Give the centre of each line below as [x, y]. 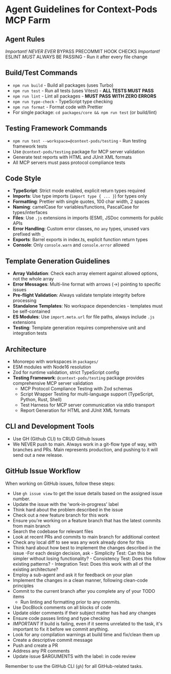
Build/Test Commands [42, 73]
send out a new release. [38, 455]
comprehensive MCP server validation [53, 383]
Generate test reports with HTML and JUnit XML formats [72, 157]
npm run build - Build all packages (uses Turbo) [63, 85]
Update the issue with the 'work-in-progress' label [66, 504]
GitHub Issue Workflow [43, 471]
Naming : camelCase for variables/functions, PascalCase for [76, 207]
